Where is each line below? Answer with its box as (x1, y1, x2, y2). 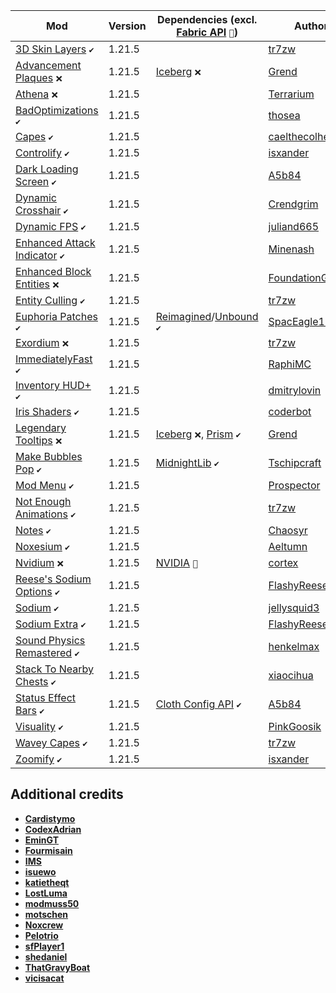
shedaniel (24, 950, 68, 963)
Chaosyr (268, 524, 308, 537)
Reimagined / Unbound (155, 310, 259, 323)
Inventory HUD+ (15, 379, 92, 392)
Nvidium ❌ (15, 556, 64, 569)
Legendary (15, 421, 67, 434)
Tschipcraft (268, 456, 322, 469)
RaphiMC (268, 357, 312, 371)
